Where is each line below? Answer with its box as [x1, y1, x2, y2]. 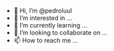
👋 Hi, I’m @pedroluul [13, 7, 73, 14]
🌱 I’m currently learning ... [13, 21, 88, 29]
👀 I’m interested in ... [13, 14, 73, 22]
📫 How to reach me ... [13, 37, 78, 44]
